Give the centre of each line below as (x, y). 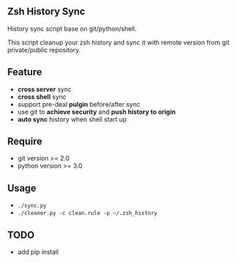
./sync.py (32, 206)
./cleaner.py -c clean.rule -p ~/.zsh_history (87, 214)
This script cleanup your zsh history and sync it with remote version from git (118, 42)
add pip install (38, 252)
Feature (25, 72)
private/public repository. (44, 49)
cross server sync (45, 89)
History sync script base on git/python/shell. (72, 28)
